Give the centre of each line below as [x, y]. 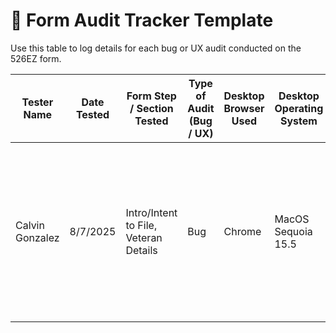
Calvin [30, 225]
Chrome [242, 231]
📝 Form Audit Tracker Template [142, 20]
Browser [244, 108]
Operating [299, 108]
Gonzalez [37, 237]
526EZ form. [36, 58]
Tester [37, 102]
